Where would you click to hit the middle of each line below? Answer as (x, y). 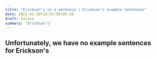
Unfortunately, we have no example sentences (78, 43)
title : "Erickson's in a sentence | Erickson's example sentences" (76, 10)
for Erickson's (27, 50)
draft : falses (20, 19)
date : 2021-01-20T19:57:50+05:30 (39, 14)
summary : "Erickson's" (28, 23)
